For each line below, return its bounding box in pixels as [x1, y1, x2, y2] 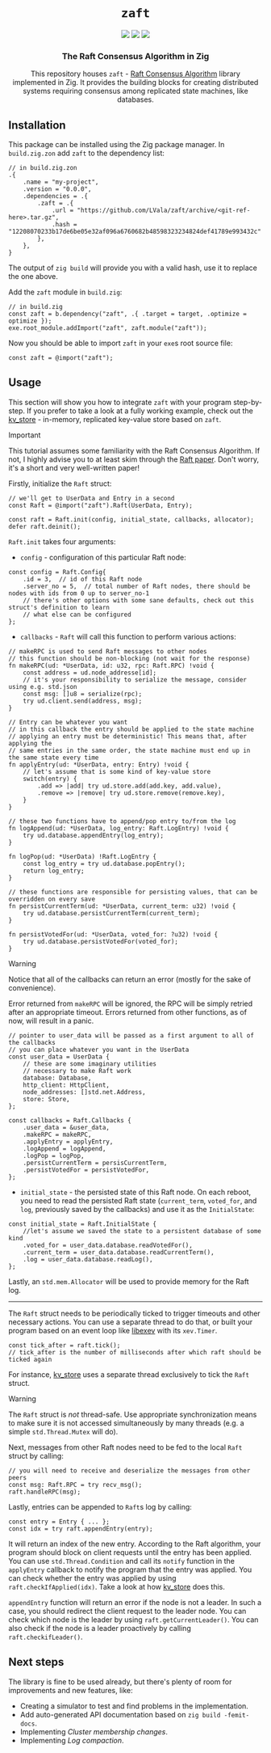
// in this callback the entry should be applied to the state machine [8, 725, 254, 733]
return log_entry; [23, 867, 85, 875]
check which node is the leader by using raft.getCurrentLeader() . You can [8, 1615, 259, 1624]
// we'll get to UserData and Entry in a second [8, 494, 175, 502]
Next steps [8, 1655, 65, 1669]
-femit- [223, 1711, 250, 1719]
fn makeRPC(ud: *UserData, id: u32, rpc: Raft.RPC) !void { [8, 661, 215, 670]
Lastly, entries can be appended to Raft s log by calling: [8, 1502, 192, 1511]
